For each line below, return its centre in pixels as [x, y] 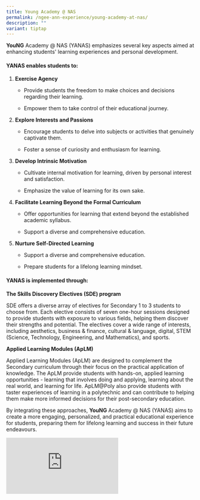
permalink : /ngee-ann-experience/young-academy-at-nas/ [77, 17]
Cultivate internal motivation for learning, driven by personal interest [107, 173]
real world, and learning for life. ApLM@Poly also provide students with [93, 386]
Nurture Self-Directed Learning [54, 244]
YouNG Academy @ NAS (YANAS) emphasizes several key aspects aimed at [100, 46]
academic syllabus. [47, 220]
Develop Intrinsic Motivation [51, 161]
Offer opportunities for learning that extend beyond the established [106, 214]
